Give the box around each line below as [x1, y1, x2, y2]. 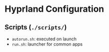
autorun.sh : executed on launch [11, 36, 77, 42]
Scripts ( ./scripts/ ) [4, 23, 67, 31]
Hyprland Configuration [4, 3, 105, 15]
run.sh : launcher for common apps [11, 41, 83, 47]
